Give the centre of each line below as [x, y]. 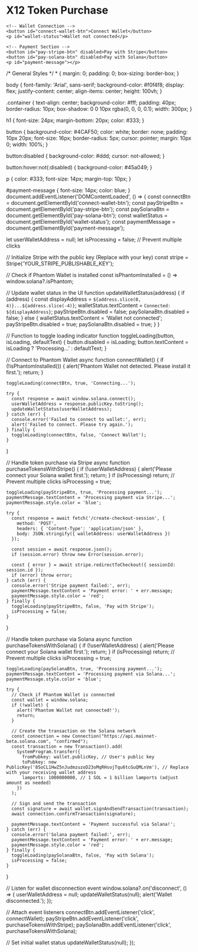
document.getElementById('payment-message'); [66, 228]
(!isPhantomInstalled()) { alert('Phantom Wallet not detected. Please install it [98, 366]
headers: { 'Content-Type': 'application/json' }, [80, 528]
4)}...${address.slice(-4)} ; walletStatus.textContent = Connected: [88, 305]
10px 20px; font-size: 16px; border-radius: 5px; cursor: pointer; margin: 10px [99, 138]
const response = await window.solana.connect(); [74, 398]
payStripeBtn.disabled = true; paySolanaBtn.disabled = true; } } [83, 324]
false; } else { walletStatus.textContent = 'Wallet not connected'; [84, 318]
